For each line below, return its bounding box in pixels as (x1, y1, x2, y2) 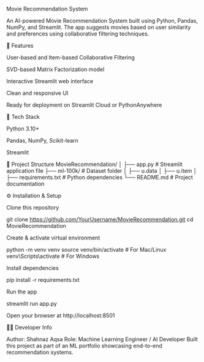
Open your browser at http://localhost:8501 (6, 312, 115, 319)
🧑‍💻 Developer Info (6, 324, 52, 331)
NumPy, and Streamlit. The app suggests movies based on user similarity (6, 24, 191, 31)
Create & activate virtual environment (6, 234, 100, 241)
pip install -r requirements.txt (6, 276, 80, 284)
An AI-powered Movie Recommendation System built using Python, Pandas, (6, 17, 198, 24)
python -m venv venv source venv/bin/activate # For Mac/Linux (6, 246, 167, 253)
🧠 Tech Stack (6, 113, 40, 120)
